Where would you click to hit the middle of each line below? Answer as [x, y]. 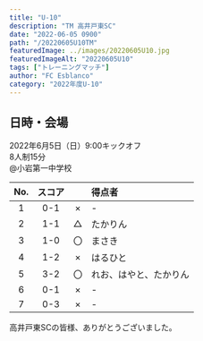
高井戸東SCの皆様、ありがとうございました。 [93, 328]
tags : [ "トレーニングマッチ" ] [59, 68]
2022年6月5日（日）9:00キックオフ [75, 146]
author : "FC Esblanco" [51, 76]
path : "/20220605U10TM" [54, 43]
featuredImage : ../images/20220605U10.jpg [89, 51]
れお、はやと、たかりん [140, 275]
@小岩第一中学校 [41, 168]
